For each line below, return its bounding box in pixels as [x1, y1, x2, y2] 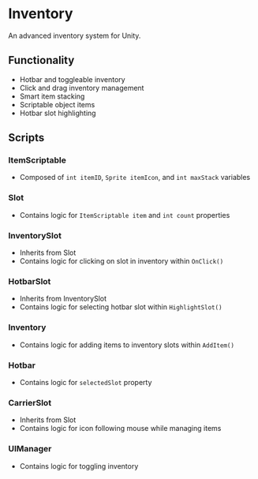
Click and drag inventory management [19, 83, 144, 92]
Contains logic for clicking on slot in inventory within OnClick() [19, 256, 224, 266]
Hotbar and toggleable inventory [19, 74, 125, 84]
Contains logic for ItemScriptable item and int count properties [19, 210, 230, 219]
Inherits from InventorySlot [19, 294, 107, 304]
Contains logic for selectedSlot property [19, 377, 152, 387]
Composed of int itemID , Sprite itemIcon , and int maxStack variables [19, 173, 251, 182]
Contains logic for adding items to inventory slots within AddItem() [19, 340, 235, 350]
